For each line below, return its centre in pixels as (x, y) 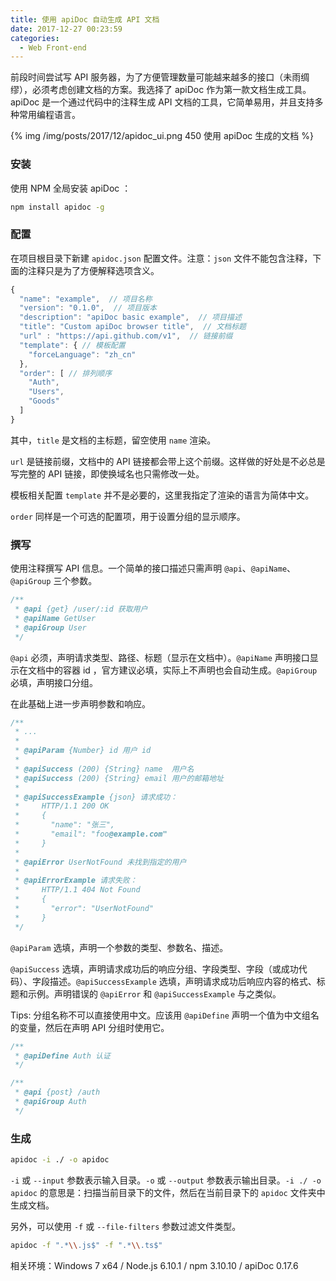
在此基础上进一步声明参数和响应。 (80, 703)
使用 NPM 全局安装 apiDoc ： (71, 188)
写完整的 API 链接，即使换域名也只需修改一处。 (107, 473)
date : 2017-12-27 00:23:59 (66, 29)
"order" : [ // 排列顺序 (66, 373)
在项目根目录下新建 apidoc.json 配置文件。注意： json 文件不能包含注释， (161, 258)
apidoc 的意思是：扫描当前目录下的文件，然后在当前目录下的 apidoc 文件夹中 (168, 1192)
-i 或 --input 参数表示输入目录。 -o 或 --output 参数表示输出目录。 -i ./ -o (166, 1180)
